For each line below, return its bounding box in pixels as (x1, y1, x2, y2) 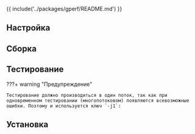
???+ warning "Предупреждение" (6, 80, 93, 88)
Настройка (6, 23, 51, 33)
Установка (6, 119, 49, 130)
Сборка (6, 43, 37, 54)
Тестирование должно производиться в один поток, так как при (6, 92, 168, 98)
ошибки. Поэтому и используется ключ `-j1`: (6, 103, 121, 109)
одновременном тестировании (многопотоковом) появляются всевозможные (6, 97, 190, 104)
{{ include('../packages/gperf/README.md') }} (6, 5, 122, 12)
